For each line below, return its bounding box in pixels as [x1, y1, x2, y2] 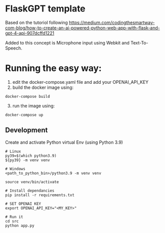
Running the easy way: [5, 63, 102, 74]
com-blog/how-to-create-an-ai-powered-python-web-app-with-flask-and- [5, 24, 161, 30]
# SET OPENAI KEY [5, 201, 41, 206]
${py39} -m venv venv [5, 158, 50, 163]
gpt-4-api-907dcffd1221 [5, 30, 55, 36]
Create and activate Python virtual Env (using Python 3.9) [5, 139, 123, 145]
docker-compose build [5, 94, 50, 99]
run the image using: [12, 103, 55, 109]
